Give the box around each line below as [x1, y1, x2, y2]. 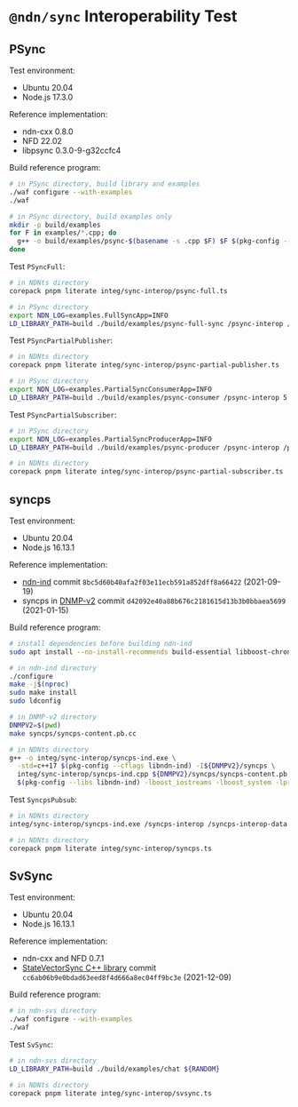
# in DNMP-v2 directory [9, 713, 98, 721]
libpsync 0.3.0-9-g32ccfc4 [21, 145, 122, 155]
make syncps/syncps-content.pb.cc [9, 729, 137, 738]
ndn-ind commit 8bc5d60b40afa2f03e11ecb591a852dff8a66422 [21, 576, 242, 587]
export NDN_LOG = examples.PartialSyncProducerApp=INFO [9, 434, 213, 443]
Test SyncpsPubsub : [9, 794, 77, 805]
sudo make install [9, 689, 77, 697]
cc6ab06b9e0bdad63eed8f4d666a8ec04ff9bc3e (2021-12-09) [21, 972, 232, 983]
